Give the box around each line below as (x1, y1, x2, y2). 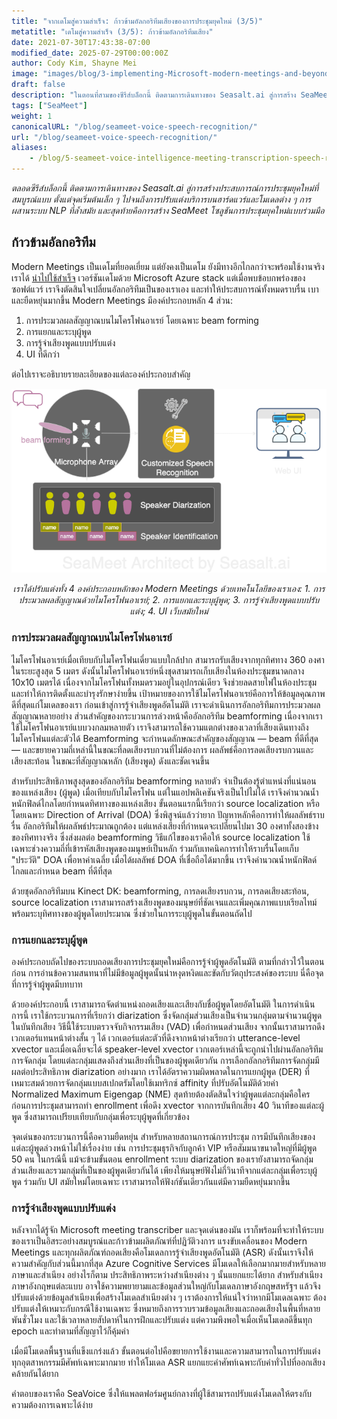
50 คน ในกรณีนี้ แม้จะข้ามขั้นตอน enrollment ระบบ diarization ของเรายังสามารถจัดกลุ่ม (11, 1153, 314, 1165)
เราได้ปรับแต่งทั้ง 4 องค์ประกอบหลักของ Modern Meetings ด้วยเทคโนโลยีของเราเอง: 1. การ (12, 583, 326, 595)
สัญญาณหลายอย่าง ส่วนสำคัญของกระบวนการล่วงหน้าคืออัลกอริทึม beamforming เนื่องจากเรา (11, 710, 323, 722)
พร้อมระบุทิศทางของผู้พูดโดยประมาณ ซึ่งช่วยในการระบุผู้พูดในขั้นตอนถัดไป (11, 907, 253, 919)
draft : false (11, 80, 66, 90)
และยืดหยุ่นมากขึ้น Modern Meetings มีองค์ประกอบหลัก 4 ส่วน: (11, 294, 234, 306)
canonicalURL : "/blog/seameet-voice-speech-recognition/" (11, 121, 258, 132)
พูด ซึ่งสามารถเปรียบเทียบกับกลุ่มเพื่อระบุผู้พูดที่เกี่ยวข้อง (11, 1110, 190, 1122)
